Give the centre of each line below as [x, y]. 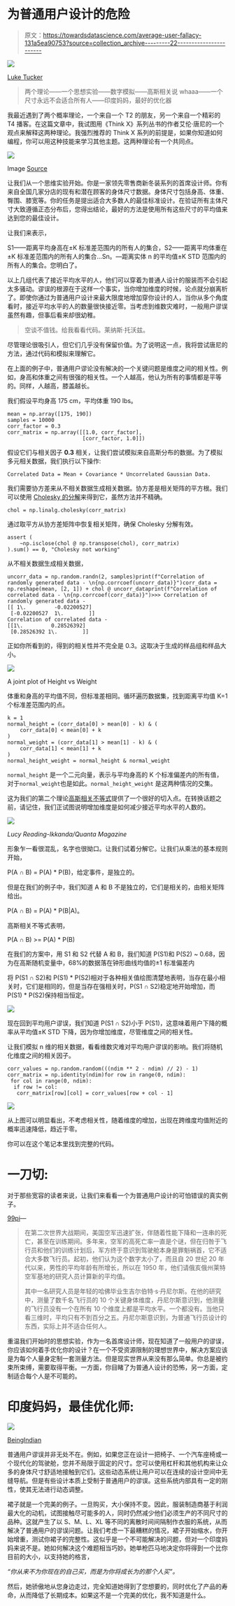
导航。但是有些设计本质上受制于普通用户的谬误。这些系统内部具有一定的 [117, 1480]
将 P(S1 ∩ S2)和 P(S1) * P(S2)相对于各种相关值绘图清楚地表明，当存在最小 [113, 978]
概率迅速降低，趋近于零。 [44, 1129]
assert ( [20, 537]
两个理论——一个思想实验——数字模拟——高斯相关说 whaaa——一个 [124, 91]
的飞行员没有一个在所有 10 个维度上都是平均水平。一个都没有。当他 [121, 1309]
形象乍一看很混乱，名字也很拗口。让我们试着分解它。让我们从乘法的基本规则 [117, 848]
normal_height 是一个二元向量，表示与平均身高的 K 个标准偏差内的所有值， [115, 775]
